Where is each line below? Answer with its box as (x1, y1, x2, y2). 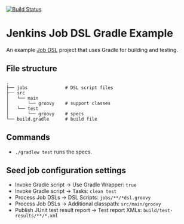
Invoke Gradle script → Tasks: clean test (14, 188, 117, 195)
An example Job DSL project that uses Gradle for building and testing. (6, 46, 178, 53)
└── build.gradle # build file (6, 116, 97, 122)
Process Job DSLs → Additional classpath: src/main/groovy (14, 200, 161, 207)
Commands (6, 132, 51, 143)
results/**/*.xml (14, 213, 59, 219)
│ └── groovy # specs (6, 111, 84, 116)
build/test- (143, 208, 173, 214)
